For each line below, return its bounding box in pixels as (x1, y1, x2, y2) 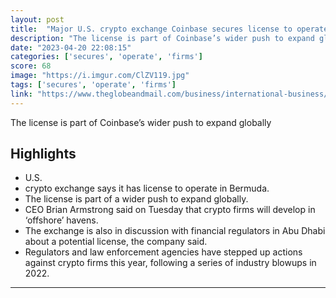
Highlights (10, 146, 77, 163)
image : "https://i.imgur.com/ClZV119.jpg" (10, 71, 190, 81)
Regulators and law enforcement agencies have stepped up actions (24, 246, 303, 258)
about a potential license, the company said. (24, 236, 208, 248)
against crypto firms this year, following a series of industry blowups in (24, 257, 317, 269)
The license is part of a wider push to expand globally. (24, 193, 249, 205)
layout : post (10, 14, 65, 25)
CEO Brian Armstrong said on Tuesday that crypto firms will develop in (24, 204, 316, 216)
